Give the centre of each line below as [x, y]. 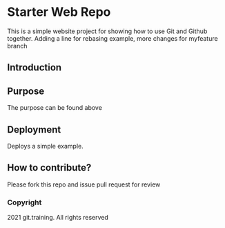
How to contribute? [49, 168]
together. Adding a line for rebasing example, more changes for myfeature [113, 38]
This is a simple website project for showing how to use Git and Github [107, 31]
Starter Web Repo [59, 12]
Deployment [34, 130]
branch [17, 46]
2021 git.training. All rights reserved [58, 218]
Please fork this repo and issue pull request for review [84, 184]
